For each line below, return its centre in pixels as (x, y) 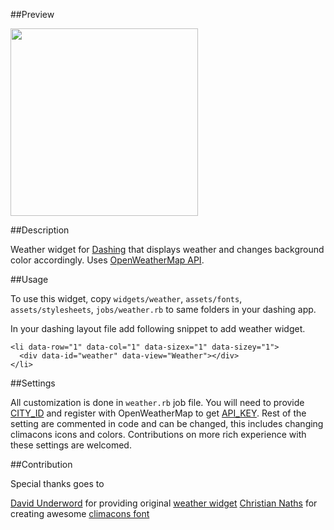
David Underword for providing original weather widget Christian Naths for (164, 503)
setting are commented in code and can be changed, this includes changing (167, 423)
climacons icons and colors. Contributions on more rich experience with (158, 434)
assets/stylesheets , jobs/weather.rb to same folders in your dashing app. (163, 309)
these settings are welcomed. (71, 445)
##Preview (32, 14)
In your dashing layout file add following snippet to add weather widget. (158, 328)
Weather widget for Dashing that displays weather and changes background (167, 249)
